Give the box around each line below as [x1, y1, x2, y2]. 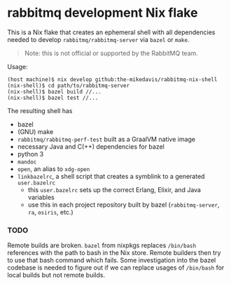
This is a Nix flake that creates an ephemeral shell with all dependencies [7, 28, 216, 36]
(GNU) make [17, 127, 54, 136]
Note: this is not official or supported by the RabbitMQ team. [24, 49, 198, 57]
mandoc [17, 159, 37, 166]
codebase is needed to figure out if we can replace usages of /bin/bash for [7, 263, 225, 272]
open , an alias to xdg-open [17, 164, 90, 173]
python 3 [17, 149, 44, 158]
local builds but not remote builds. [7, 271, 106, 279]
